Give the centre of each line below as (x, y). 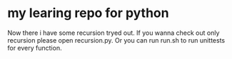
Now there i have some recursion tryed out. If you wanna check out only (114, 33)
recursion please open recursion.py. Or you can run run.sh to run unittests (116, 40)
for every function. (35, 48)
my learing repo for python (88, 13)
